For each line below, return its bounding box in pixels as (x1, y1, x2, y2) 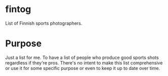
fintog (5, 4, 31, 15)
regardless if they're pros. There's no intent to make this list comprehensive (5, 59, 163, 66)
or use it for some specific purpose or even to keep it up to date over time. (5, 65, 160, 71)
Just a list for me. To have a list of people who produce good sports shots (5, 54, 159, 60)
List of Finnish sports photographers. (5, 20, 82, 26)
